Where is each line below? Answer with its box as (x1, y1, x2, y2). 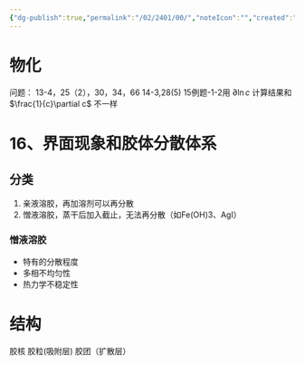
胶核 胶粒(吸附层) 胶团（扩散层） (9, 345, 131, 356)
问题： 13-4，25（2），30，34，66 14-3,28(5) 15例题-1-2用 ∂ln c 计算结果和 (9, 87, 292, 98)
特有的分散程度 (22, 255, 79, 267)
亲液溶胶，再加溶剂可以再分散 (22, 197, 134, 208)
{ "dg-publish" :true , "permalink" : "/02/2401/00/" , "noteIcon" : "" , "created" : (9, 13, 294, 23)
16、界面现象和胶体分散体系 (9, 133, 217, 154)
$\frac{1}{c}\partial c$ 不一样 (9, 98, 118, 109)
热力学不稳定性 (22, 278, 79, 290)
